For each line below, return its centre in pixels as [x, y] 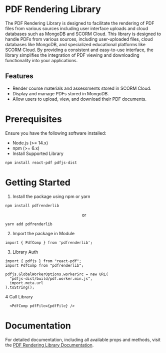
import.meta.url [26, 283]
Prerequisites [34, 119]
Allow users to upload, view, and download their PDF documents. [79, 99]
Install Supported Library [38, 153]
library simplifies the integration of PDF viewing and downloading [72, 55]
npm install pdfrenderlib [32, 206]
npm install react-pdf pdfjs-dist [41, 162]
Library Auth [25, 252]
